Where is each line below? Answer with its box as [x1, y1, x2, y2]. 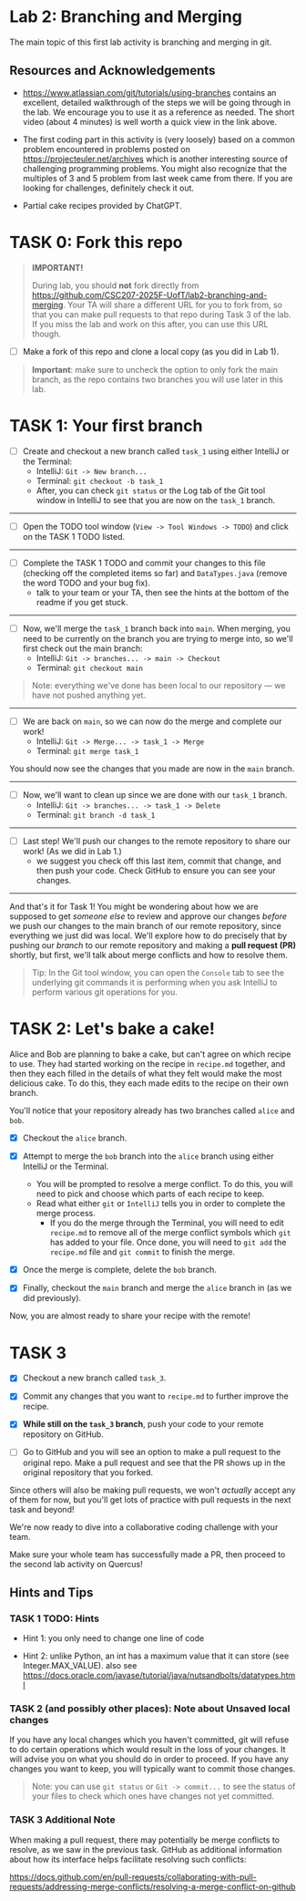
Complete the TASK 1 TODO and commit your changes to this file [22, 557, 266, 568]
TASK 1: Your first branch [9, 415, 203, 436]
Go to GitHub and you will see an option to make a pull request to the [22, 1447, 281, 1458]
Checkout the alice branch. [22, 1132, 127, 1143]
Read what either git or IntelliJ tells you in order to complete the [36, 1198, 286, 1209]
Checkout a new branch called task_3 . [22, 1372, 167, 1383]
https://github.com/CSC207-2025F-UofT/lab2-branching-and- [31, 289, 268, 300]
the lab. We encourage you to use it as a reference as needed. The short [22, 107, 295, 118]
